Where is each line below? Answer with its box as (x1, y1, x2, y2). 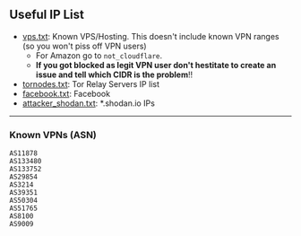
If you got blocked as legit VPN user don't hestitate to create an (35, 59, 277, 70)
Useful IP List (9, 7, 85, 22)
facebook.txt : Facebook (21, 88, 110, 99)
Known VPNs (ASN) (9, 128, 97, 141)
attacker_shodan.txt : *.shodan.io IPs (21, 98, 155, 109)
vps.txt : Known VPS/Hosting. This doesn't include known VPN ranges (21, 31, 279, 41)
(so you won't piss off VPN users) (21, 40, 147, 51)
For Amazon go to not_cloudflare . (35, 49, 163, 61)
